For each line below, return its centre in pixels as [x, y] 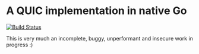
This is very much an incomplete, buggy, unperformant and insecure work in [99, 38]
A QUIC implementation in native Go [97, 11]
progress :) [20, 45]
